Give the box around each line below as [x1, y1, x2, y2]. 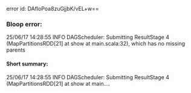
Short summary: [6, 60, 48, 67]
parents [6, 46, 25, 53]
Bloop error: [6, 20, 42, 28]
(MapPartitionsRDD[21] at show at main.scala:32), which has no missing [6, 40, 186, 47]
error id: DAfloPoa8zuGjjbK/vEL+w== [6, 5, 99, 12]
